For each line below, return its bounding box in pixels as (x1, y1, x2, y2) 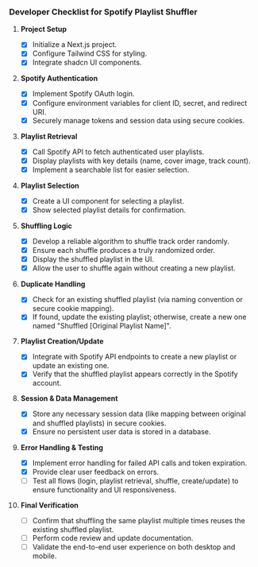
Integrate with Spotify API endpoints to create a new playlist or (32, 352, 237, 362)
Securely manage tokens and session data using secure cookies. (32, 115, 245, 125)
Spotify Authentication (20, 74, 98, 83)
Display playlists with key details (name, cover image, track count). (32, 156, 251, 165)
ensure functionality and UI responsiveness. (32, 484, 177, 495)
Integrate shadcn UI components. (32, 58, 142, 68)
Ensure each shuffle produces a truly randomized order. (32, 246, 216, 255)
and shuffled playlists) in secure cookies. (32, 418, 167, 428)
